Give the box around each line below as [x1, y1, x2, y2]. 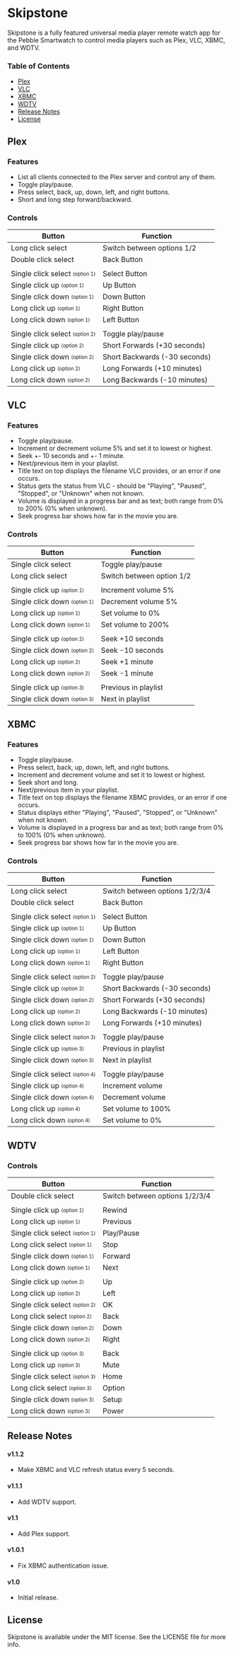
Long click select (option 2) [11, 1311, 92, 1321]
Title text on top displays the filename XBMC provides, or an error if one [17, 793, 228, 802]
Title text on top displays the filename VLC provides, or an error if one [17, 466, 221, 475]
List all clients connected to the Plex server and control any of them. [17, 172, 216, 181]
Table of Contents [7, 61, 71, 71]
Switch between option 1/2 [100, 571, 192, 581]
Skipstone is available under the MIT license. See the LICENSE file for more [7, 1633, 226, 1641]
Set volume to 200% [100, 620, 170, 629]
